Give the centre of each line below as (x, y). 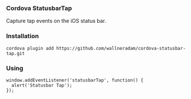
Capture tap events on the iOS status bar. (56, 21)
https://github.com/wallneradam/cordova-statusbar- (121, 48)
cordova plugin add (30, 48)
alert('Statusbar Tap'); (42, 85)
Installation (23, 36)
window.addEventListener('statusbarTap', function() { (75, 80)
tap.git (16, 53)
